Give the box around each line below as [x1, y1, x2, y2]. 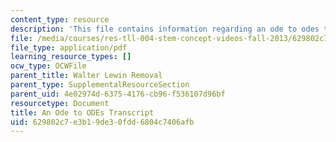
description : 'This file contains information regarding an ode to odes [10, 24, 320, 34]
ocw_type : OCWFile [10, 61, 87, 71]
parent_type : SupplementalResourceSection [10, 80, 190, 90]
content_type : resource [10, 14, 110, 25]
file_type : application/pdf [10, 42, 128, 53]
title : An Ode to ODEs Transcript [10, 107, 155, 118]
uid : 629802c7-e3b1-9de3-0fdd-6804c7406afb [10, 117, 195, 127]
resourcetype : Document [10, 98, 110, 108]
